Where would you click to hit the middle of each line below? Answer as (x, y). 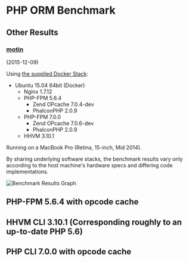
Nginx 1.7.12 (38, 91)
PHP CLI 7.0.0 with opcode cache (69, 252)
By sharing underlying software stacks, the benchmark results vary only (94, 159)
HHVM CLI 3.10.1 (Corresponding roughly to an (94, 222)
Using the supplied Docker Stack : (47, 74)
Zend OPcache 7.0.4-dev (63, 104)
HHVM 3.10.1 (39, 136)
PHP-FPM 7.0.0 (42, 117)
